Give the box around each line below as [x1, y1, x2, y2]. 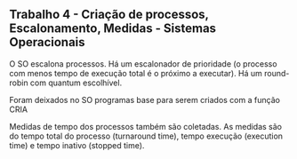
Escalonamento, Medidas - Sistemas [9, 21, 216, 36]
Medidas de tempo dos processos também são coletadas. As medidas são [9, 121, 283, 131]
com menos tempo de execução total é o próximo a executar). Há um [9, 68, 262, 78]
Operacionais [9, 35, 86, 50]
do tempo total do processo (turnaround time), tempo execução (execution [9, 131, 283, 141]
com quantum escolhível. [29, 77, 123, 88]
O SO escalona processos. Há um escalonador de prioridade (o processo [9, 58, 277, 69]
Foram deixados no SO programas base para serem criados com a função [9, 94, 280, 105]
